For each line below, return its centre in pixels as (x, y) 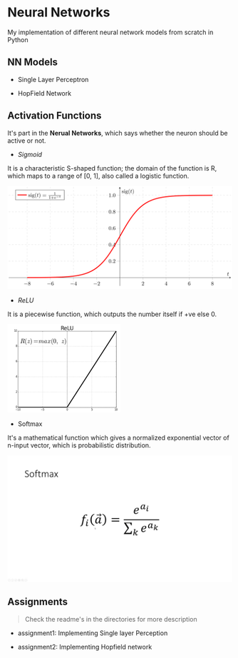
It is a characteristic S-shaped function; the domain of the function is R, (112, 168)
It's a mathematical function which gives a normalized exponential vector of (118, 438)
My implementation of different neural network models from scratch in (110, 32)
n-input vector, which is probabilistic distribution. (79, 445)
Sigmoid (30, 154)
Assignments (38, 602)
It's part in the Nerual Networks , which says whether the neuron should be (118, 133)
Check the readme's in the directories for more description (111, 619)
